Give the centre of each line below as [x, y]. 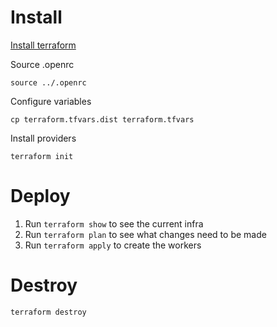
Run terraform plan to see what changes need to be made [145, 234]
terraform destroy [48, 312]
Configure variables [51, 101]
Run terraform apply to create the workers [113, 245]
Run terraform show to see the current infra [114, 223]
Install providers [43, 138]
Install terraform [43, 45]
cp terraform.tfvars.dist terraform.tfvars [102, 119]
